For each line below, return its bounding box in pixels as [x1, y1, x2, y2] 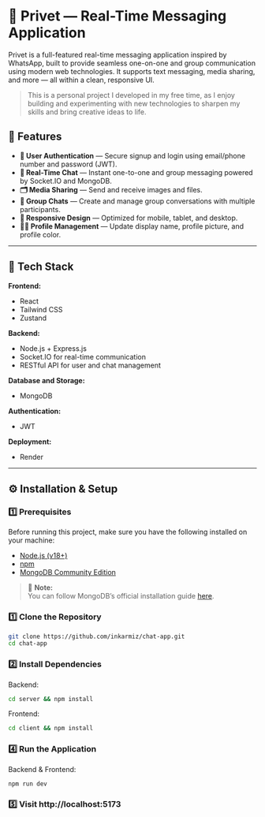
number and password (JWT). [19, 159, 118, 169]
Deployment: [8, 437, 52, 446]
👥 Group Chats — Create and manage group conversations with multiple [19, 196, 256, 206]
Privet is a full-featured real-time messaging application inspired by [8, 50, 227, 59]
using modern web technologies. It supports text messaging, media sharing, [8, 66, 256, 76]
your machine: [8, 535, 55, 545]
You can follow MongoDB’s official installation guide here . [27, 591, 215, 601]
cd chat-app [8, 640, 47, 647]
